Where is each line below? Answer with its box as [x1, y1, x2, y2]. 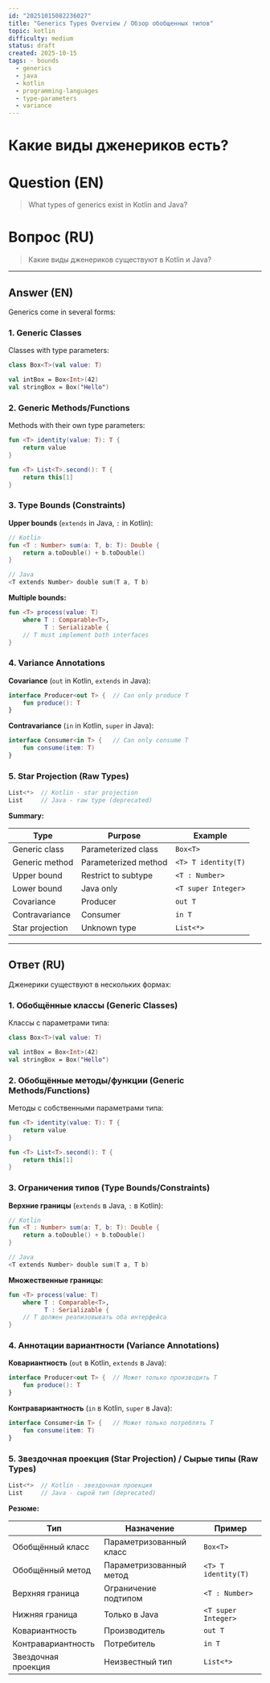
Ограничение [104, 1582, 157, 1594]
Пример [214, 1523, 247, 1534]
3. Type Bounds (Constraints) [8, 500, 126, 511]
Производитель [104, 1625, 166, 1636]
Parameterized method [80, 856, 168, 867]
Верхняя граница [12, 1587, 80, 1598]
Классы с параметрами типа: [8, 1018, 110, 1028]
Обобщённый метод [12, 1565, 91, 1576]
